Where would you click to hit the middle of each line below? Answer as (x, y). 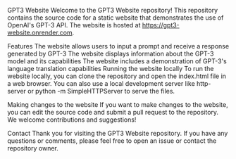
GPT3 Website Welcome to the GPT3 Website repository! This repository (113, 10)
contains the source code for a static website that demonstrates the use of (116, 18)
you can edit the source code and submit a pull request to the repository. (113, 112)
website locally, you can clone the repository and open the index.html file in (117, 76)
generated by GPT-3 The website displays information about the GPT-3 (111, 53)
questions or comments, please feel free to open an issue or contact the (112, 141)
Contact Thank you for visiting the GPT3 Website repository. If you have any (118, 133)
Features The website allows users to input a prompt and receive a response (118, 46)
